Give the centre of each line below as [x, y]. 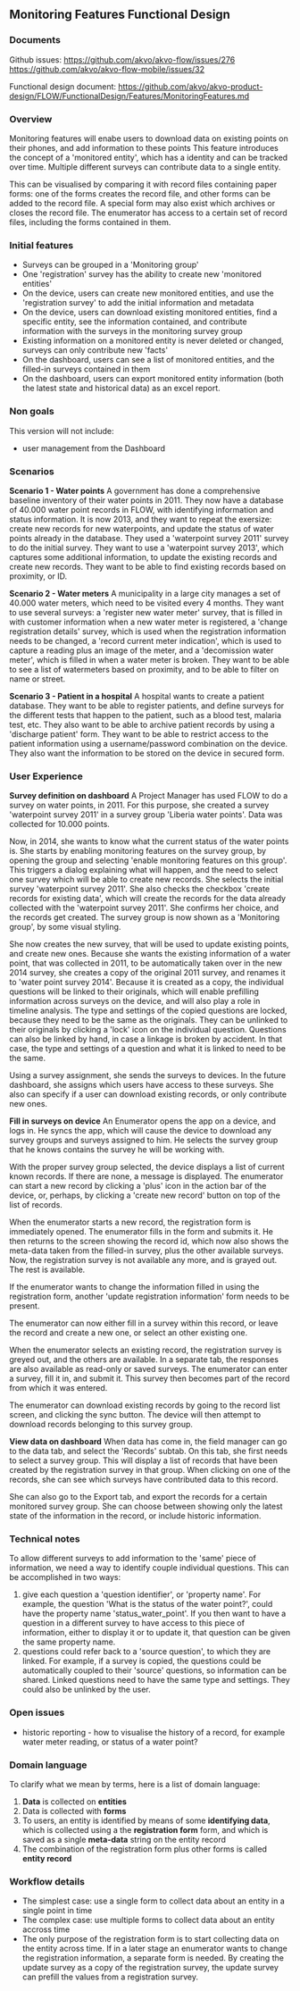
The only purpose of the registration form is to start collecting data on [150, 1939]
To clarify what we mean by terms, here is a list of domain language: [135, 1785]
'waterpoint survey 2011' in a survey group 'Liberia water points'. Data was [146, 815]
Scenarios [32, 471]
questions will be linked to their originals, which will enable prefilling [134, 991]
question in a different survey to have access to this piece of [133, 1623]
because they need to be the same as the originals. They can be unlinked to [149, 1020]
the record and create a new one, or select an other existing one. [129, 1333]
